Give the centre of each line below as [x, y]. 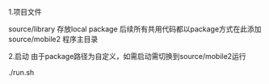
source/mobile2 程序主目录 [53, 39]
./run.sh [21, 72]
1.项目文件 [25, 12]
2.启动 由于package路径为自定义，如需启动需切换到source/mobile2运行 [127, 56]
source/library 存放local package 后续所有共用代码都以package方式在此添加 [135, 29]
